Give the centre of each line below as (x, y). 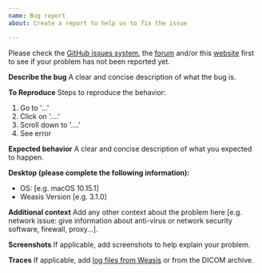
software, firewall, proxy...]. (53, 229)
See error (36, 133)
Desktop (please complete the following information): (99, 172)
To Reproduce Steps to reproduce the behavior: (87, 92)
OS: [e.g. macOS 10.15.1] (60, 188)
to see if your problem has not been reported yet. (89, 61)
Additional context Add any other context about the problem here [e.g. (125, 212)
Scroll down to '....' (50, 125)
